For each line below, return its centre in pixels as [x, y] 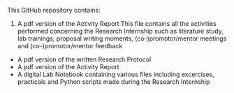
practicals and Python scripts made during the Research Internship [114, 82]
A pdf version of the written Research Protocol [84, 59]
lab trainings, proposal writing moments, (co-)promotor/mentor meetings [122, 38]
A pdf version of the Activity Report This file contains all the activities [117, 23]
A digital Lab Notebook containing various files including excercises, [116, 74]
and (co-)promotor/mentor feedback [70, 46]
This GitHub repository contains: [54, 10]
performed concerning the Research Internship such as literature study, [120, 31]
